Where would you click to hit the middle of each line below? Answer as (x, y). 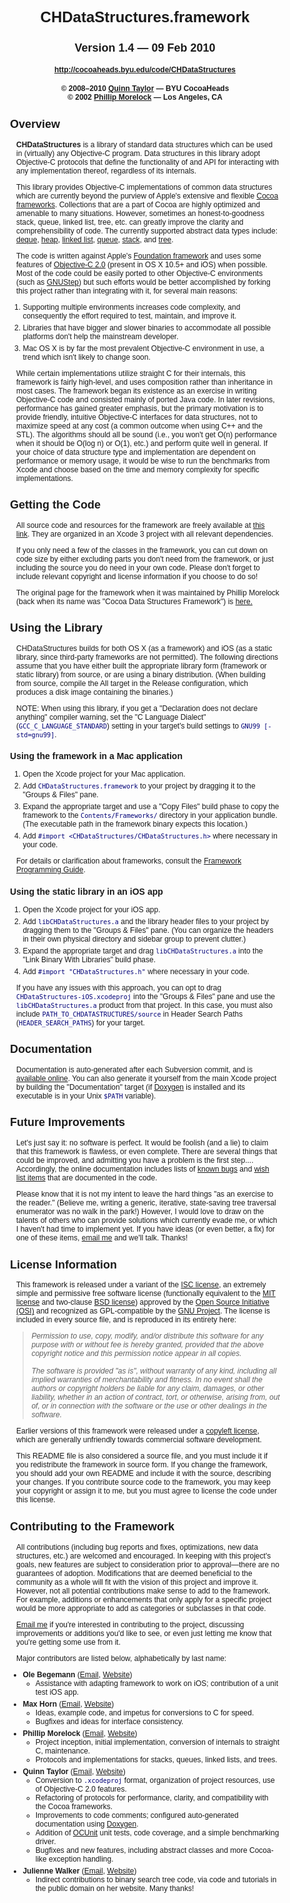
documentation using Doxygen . (87, 1824)
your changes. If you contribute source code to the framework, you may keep (143, 1482)
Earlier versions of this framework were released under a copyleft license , (138, 1431)
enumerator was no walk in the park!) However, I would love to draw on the (140, 1212)
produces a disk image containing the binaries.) (95, 692)
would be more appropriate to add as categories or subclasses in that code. (141, 1608)
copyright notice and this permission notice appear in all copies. (136, 1354)
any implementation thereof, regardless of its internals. (106, 171)
